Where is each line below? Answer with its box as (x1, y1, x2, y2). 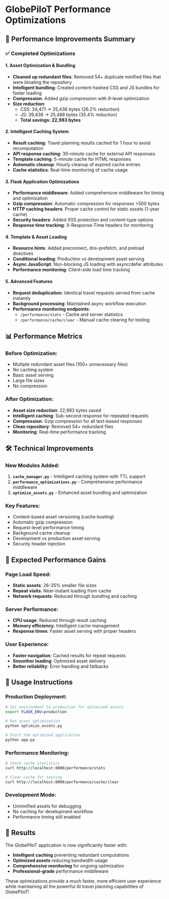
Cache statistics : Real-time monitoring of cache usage (12, 167, 128, 173)
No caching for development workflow (12, 808, 93, 814)
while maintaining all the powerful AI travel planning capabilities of (5, 883, 144, 889)
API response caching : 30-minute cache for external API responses (12, 150, 156, 157)
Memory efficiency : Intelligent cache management (12, 623, 120, 629)
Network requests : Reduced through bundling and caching (12, 593, 137, 599)
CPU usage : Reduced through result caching (12, 617, 107, 624)
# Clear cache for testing (5, 774, 62, 780)
